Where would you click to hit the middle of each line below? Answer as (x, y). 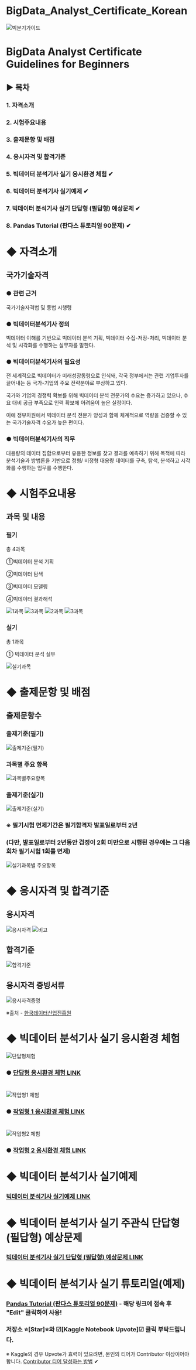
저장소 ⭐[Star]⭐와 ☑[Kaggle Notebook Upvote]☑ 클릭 (81, 1330)
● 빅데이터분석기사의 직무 (41, 439)
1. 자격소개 (20, 105)
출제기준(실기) (25, 795)
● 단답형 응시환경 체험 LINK (43, 1073)
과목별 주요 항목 (27, 764)
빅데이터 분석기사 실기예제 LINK (48, 1197)
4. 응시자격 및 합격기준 (36, 157)
